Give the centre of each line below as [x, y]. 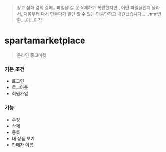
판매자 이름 [23, 145]
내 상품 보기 [23, 138]
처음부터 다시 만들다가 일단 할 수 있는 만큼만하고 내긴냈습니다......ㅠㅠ [90, 14]
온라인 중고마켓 [32, 55]
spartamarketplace [45, 41]
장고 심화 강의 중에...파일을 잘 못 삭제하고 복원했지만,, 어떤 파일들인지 [83, 8]
